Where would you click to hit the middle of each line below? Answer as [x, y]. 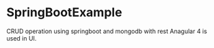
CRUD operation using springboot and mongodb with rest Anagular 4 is [107, 31]
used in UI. [22, 38]
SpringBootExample [64, 13]
